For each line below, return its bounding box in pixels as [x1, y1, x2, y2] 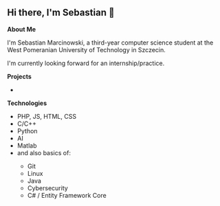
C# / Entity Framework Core [27, 191, 107, 199]
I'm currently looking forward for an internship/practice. [7, 59, 165, 67]
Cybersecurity [27, 183, 69, 192]
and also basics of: [16, 148, 71, 157]
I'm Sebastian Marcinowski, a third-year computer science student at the [7, 38, 214, 47]
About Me [7, 25, 36, 33]
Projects [7, 72, 32, 80]
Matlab [16, 141, 37, 150]
